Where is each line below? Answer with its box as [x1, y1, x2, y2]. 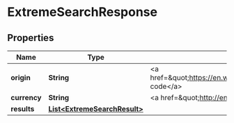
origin [10, 73, 31, 82]
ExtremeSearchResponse [7, 4, 158, 20]
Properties [7, 32, 54, 44]
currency [10, 93, 42, 102]
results [10, 104, 35, 113]
